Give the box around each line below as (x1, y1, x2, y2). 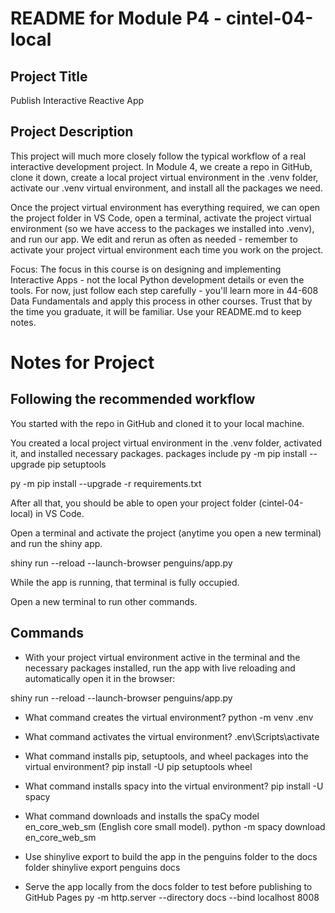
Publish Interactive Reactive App (10, 95, 145, 106)
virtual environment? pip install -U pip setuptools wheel (24, 760, 253, 772)
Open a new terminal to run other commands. (10, 595, 198, 607)
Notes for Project (10, 352, 155, 374)
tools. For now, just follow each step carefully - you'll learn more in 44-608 (10, 284, 319, 296)
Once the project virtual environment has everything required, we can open (10, 201, 321, 213)
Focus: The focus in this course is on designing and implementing (10, 263, 282, 275)
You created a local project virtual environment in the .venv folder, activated (10, 437, 323, 449)
